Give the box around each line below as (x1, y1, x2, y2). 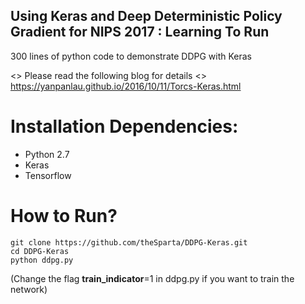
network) (10, 283, 48, 295)
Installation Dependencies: (10, 115, 239, 138)
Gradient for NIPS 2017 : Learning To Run (10, 24, 270, 41)
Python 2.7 (24, 148, 70, 160)
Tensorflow (24, 169, 72, 181)
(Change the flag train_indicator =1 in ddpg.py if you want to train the (10, 272, 295, 284)
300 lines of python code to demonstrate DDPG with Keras (10, 50, 252, 62)
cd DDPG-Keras (10, 246, 70, 256)
